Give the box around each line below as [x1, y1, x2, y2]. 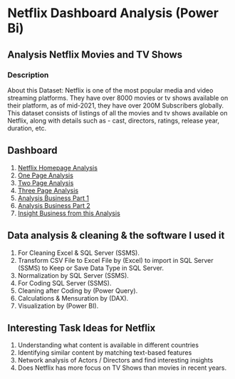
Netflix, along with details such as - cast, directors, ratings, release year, [7, 116, 219, 125]
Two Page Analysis [17, 178, 74, 187]
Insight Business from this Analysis [17, 209, 121, 217]
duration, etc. [7, 123, 47, 133]
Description [7, 70, 49, 80]
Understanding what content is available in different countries [17, 341, 199, 350]
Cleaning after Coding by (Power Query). [17, 286, 138, 295]
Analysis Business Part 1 [17, 194, 89, 202]
